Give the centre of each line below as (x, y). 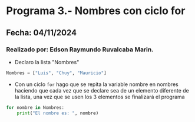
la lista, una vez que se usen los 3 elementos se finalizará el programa (100, 97)
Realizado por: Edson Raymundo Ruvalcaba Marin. (80, 50)
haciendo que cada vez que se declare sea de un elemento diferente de (102, 90)
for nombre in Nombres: (35, 107)
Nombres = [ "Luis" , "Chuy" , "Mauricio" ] (57, 73)
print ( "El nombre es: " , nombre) (58, 113)
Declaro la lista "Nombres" (47, 62)
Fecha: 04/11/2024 (42, 33)
